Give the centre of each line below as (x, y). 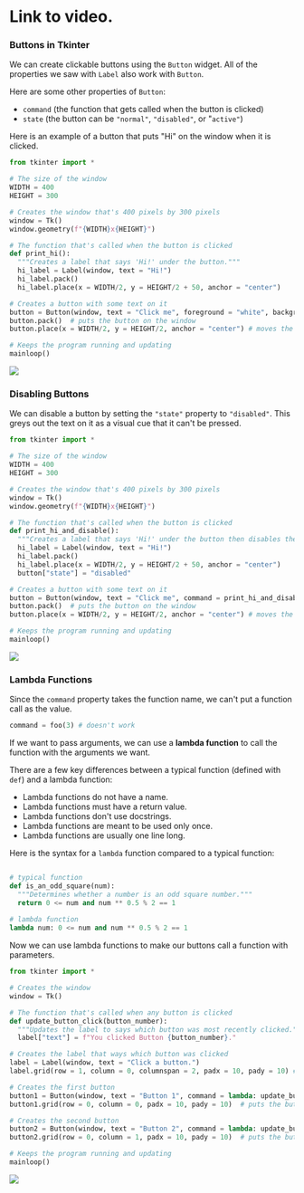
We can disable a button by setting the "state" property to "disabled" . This (150, 414)
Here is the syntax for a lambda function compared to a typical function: (142, 854)
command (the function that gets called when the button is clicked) (143, 110)
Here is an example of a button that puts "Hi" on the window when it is (140, 137)
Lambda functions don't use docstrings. (97, 816)
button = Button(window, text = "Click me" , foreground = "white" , (139, 312)
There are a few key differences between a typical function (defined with (145, 770)
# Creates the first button (62, 1087)
